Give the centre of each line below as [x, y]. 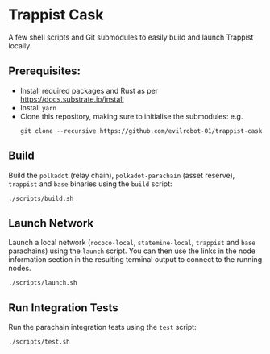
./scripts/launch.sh [43, 283]
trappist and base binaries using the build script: [90, 184]
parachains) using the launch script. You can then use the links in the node [132, 251]
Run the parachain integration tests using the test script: [102, 327]
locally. [20, 45]
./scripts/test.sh [39, 342]
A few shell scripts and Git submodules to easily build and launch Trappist [131, 37]
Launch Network [51, 223]
